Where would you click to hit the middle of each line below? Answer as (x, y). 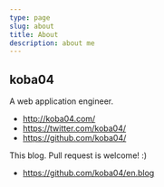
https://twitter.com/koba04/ (74, 128)
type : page (30, 18)
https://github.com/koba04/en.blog (88, 173)
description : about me (52, 43)
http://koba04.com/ (59, 119)
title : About (34, 34)
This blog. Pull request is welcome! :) (78, 155)
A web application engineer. (62, 101)
